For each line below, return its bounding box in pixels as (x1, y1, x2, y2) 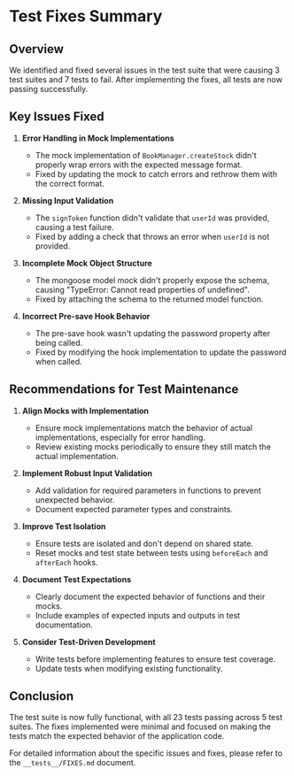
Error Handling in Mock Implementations (21, 133, 174, 143)
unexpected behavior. (35, 494, 115, 505)
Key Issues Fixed (9, 109, 104, 125)
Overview (9, 42, 65, 57)
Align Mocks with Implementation (21, 405, 149, 416)
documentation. (35, 619, 93, 630)
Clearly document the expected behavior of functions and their (35, 591, 266, 602)
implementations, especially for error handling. (35, 432, 206, 442)
